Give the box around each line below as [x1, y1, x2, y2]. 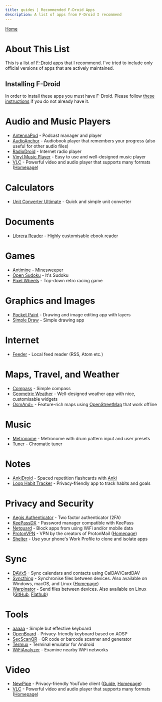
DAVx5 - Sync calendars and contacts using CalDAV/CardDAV [12, 570, 140, 576]
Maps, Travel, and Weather [5, 369, 120, 380]
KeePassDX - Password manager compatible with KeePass [12, 519, 134, 525]
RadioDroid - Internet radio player [12, 148, 81, 154]
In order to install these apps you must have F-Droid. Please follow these [5, 93, 155, 99]
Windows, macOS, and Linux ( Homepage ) [12, 580, 99, 587]
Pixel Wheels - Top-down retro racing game [12, 278, 103, 283]
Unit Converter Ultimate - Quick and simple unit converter [12, 199, 131, 205]
